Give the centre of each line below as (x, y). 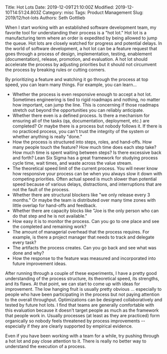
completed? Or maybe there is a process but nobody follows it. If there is (87, 126)
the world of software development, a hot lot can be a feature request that (81, 49)
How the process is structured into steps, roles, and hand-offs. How (82, 142)
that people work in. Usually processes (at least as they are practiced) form (83, 315)
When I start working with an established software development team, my (81, 27)
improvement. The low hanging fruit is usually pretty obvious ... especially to (83, 289)
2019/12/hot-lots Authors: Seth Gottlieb (45, 18)
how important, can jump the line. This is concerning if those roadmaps (85, 105)
